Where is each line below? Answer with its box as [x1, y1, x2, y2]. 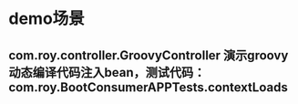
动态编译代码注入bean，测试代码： [8, 65, 206, 80]
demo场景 [8, 8, 86, 29]
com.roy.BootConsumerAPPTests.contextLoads [8, 79, 288, 95]
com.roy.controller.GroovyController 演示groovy [8, 47, 289, 63]
